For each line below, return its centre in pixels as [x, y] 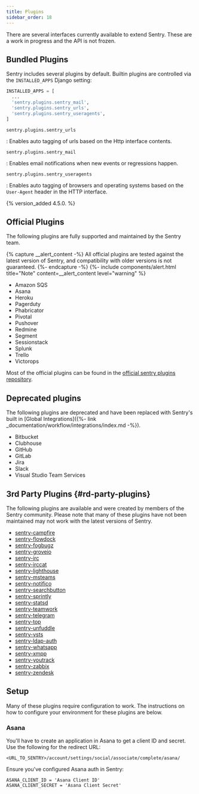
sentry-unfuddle [35, 628]
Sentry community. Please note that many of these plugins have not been [97, 515]
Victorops [27, 361]
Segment [26, 336]
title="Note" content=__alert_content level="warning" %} [76, 274]
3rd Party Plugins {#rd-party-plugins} [78, 494]
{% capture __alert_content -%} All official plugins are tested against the [95, 254]
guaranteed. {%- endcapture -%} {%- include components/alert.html [91, 267]
